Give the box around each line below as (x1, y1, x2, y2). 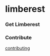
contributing (5, 45, 30, 51)
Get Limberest (5, 21, 40, 28)
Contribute (5, 34, 32, 41)
